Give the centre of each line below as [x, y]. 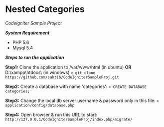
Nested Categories [45, 9]
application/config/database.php [40, 105]
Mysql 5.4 [23, 47]
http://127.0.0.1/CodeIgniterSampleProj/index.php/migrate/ [69, 119]
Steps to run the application [35, 57]
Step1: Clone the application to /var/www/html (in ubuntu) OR [68, 67]
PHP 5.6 [21, 42]
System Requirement [27, 32]
